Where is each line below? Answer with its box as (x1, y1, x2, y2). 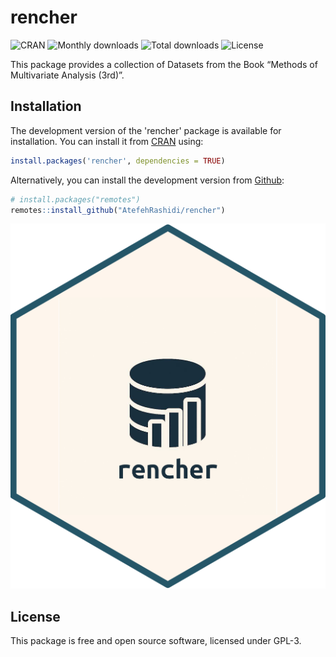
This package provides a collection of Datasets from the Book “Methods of (10, 58, 318, 70)
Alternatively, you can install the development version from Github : (10, 174, 285, 186)
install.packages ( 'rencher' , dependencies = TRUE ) (10, 156, 226, 166)
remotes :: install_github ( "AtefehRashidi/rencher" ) (10, 205, 226, 215)
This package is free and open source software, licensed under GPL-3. (10, 634, 302, 646)
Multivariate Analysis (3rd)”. (10, 69, 125, 81)
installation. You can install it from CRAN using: (10, 135, 204, 147)
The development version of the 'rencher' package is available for (10, 124, 282, 136)
